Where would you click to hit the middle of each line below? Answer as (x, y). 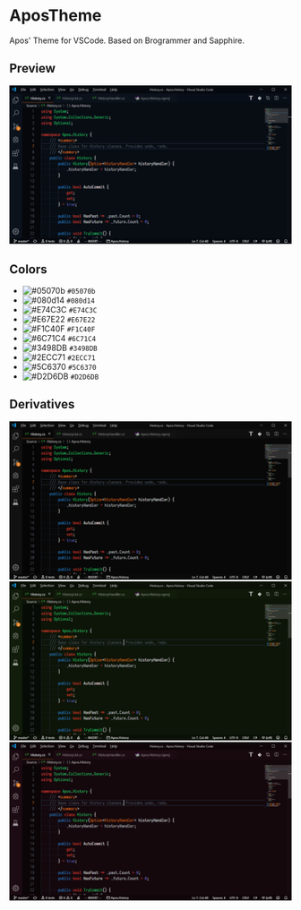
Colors (28, 269)
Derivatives (42, 404)
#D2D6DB (85, 377)
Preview (33, 69)
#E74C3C (83, 311)
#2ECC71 (81, 358)
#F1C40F (81, 330)
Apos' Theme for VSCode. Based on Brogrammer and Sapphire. (127, 40)
